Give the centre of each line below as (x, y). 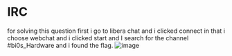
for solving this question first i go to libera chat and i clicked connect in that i (116, 31)
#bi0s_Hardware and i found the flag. (60, 45)
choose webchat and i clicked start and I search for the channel (98, 38)
